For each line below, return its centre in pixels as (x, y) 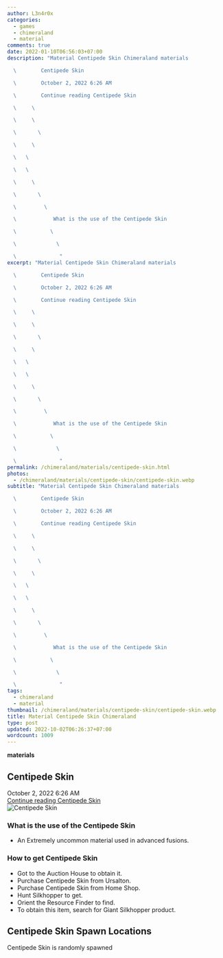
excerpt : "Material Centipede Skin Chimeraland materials (92, 262)
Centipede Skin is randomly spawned (60, 948)
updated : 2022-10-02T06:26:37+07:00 (59, 729)
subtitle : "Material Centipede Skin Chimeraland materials (93, 487)
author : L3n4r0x (30, 13)
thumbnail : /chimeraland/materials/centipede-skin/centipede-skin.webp (111, 710)
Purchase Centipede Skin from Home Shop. (79, 888)
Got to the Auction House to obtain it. (69, 873)
